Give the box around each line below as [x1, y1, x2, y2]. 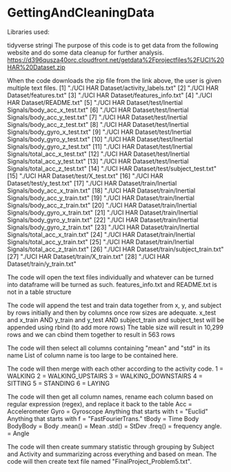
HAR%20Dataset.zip [7, 63, 66, 71]
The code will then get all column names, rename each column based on [7, 392, 214, 401]
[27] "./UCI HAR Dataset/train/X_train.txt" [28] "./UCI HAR [7, 252, 170, 260]
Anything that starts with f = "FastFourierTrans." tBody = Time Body [7, 414, 199, 422]
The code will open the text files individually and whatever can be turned [7, 273, 214, 281]
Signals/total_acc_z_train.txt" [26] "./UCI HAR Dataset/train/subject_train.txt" [7, 245, 224, 253]
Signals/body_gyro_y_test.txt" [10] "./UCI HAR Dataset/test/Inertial [7, 135, 193, 143]
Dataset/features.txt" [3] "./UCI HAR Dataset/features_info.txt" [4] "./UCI [7, 91, 212, 99]
